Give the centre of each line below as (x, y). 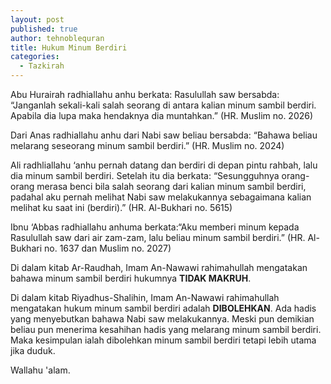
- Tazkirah (42, 66)
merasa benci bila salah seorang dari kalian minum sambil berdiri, (171, 186)
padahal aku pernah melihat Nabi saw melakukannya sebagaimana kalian (161, 197)
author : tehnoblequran (57, 38)
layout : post (37, 19)
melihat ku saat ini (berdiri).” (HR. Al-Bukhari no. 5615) (121, 207)
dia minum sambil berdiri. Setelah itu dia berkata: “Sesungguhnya (145, 175)
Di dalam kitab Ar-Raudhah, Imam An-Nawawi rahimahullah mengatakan (159, 267)
